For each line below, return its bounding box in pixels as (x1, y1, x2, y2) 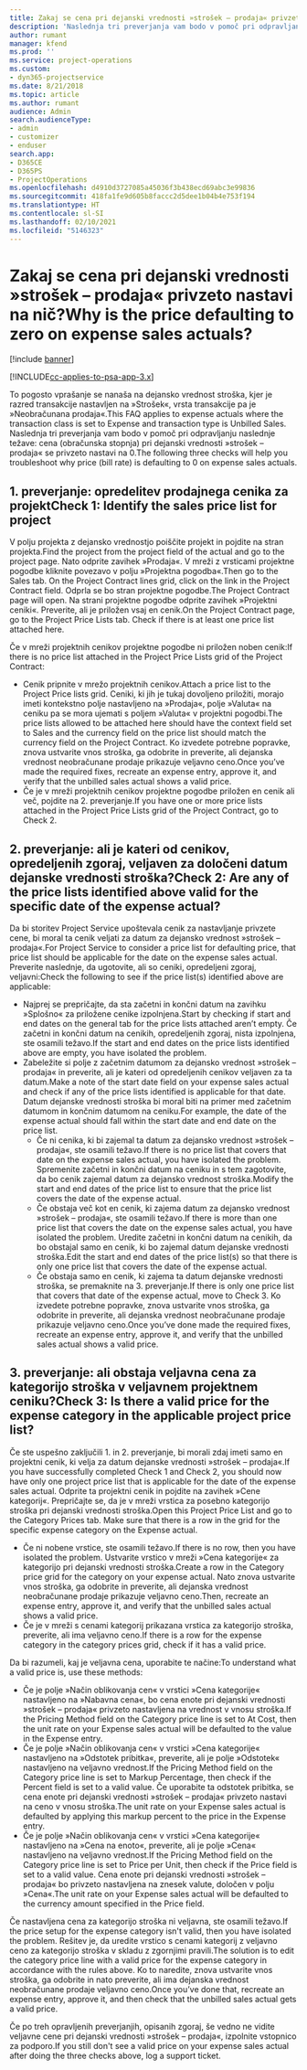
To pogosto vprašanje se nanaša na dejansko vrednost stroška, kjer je (9, 389, 272, 400)
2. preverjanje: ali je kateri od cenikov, (9, 841, 230, 857)
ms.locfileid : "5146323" (9, 226, 104, 235)
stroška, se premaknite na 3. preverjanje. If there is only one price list (36, 1281, 295, 1292)
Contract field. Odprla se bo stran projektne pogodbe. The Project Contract (9, 585, 291, 596)
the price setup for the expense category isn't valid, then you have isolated (9, 1926, 291, 1937)
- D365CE (9, 157, 43, 167)
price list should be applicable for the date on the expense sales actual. (9, 952, 278, 963)
